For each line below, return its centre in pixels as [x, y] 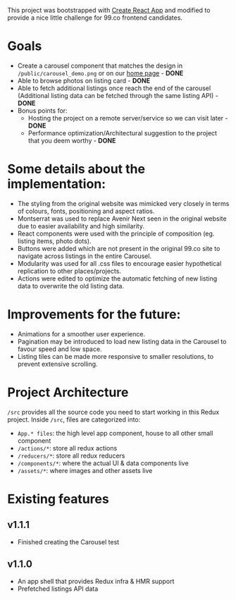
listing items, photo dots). [54, 241]
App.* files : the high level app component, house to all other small [115, 433]
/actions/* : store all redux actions [67, 448]
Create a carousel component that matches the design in [100, 66]
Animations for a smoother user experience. [81, 333]
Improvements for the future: [94, 315]
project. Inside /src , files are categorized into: [74, 420]
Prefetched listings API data [58, 589]
